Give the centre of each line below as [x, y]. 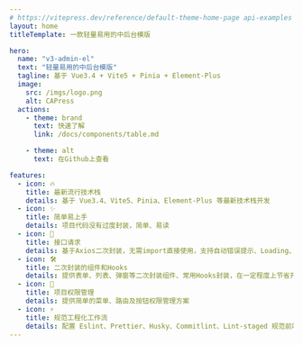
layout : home [34, 26]
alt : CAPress [50, 101]
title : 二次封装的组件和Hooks [77, 268]
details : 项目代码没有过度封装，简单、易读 [97, 226]
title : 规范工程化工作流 [67, 318]
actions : [34, 109]
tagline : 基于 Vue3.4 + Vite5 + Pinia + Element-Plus [119, 76]
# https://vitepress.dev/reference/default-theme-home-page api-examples [151, 18]
